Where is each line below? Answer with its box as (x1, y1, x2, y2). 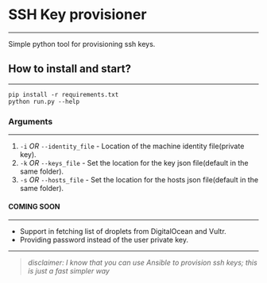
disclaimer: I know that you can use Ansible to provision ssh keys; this (27, 258, 258, 267)
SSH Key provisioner (8, 6, 147, 24)
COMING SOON (8, 201, 61, 211)
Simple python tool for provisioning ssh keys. (8, 39, 156, 48)
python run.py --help (8, 98, 80, 105)
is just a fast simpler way (27, 266, 110, 276)
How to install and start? (8, 62, 131, 76)
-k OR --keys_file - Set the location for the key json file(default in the (19, 159, 249, 168)
